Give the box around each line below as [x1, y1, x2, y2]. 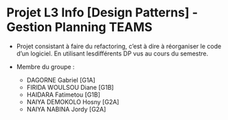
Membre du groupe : [16, 62, 75, 71]
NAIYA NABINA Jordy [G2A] [26, 105, 106, 113]
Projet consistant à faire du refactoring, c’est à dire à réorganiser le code [16, 42, 222, 50]
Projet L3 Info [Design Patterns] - [6, 5, 198, 21]
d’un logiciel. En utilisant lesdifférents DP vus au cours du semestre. [16, 49, 209, 58]
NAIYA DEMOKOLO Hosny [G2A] [26, 97, 119, 106]
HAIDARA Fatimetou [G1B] [26, 91, 101, 99]
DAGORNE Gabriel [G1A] [26, 75, 95, 84]
